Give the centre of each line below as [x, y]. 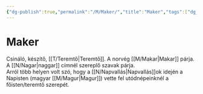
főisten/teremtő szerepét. [38, 84]
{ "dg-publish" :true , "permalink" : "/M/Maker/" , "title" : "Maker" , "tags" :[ [97, 12]
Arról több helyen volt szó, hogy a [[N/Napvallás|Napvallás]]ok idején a [95, 72]
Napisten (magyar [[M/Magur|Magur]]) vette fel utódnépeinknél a [88, 78]
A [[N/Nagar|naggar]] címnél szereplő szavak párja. [71, 65]
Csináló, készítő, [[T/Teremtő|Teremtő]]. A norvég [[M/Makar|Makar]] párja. [100, 59]
